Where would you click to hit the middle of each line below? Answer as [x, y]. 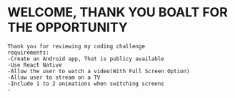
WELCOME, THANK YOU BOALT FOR [118, 12]
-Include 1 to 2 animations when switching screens [86, 83]
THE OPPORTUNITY [67, 27]
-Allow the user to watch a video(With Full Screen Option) [99, 71]
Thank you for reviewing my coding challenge [76, 46]
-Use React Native [35, 65]
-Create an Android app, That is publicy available [86, 59]
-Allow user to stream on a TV [54, 77]
